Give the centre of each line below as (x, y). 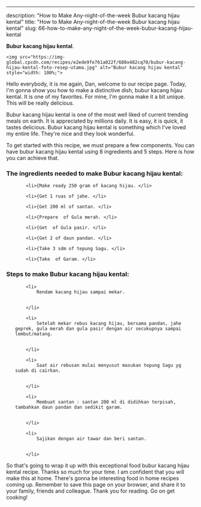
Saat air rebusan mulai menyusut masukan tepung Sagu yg (109, 365)
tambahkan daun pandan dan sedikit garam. (68, 407)
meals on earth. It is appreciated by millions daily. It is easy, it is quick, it (95, 121)
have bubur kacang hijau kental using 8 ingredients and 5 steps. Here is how (100, 151)
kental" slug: (22, 28)
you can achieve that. (33, 158)
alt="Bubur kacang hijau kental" (141, 68)
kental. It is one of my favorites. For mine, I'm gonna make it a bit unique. (96, 97)
